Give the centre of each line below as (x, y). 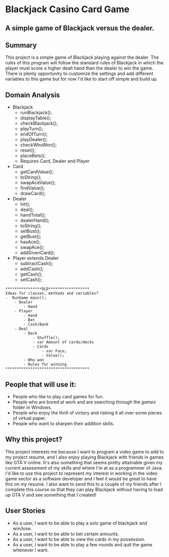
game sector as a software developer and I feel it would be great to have (81, 478)
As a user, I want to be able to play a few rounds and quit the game (82, 544)
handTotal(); (33, 215)
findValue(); (32, 188)
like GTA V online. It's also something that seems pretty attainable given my (84, 462)
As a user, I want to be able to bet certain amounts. (66, 534)
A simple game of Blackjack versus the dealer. (80, 28)
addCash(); (32, 269)
